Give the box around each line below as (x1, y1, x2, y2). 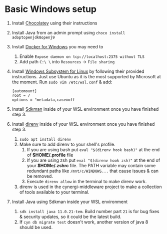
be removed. (26, 173, 53, 179)
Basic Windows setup (4, 3, 97, 15)
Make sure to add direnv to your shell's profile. (19, 141, 115, 147)
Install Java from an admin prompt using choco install (11, 29, 125, 35)
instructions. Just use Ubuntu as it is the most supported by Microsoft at (11, 73, 161, 79)
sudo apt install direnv (19, 137, 71, 142)
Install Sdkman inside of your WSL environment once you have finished (11, 106, 159, 112)
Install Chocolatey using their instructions (11, 20, 97, 26)
